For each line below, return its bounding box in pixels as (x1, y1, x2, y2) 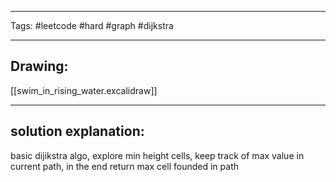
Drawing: (10, 58, 69, 75)
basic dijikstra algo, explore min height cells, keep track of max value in (10, 149, 305, 161)
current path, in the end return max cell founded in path (10, 160, 239, 172)
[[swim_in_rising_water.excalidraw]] (10, 84, 158, 96)
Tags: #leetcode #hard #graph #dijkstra (10, 20, 174, 31)
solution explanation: (10, 123, 145, 140)
